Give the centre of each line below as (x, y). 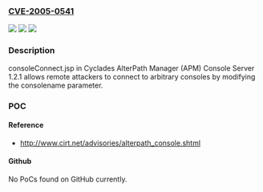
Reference (26, 125)
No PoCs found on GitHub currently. (68, 179)
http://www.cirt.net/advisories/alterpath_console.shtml (110, 143)
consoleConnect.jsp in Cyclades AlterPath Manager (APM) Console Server (131, 68)
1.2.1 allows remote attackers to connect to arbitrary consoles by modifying (132, 76)
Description (32, 51)
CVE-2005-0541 (41, 11)
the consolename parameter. (56, 85)
